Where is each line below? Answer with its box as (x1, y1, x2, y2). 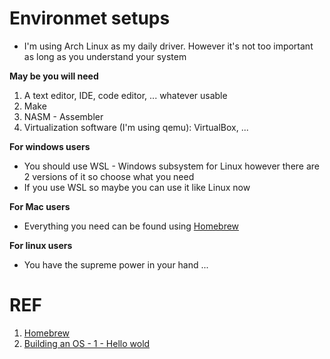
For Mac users (9, 200, 71, 212)
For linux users (9, 239, 73, 251)
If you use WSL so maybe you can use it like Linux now (23, 181, 251, 193)
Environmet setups (9, 7, 171, 30)
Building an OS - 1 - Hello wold (23, 337, 151, 349)
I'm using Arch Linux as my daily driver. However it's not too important (23, 40, 314, 52)
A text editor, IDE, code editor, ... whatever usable (23, 89, 228, 101)
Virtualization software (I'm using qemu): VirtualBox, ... (23, 121, 249, 133)
